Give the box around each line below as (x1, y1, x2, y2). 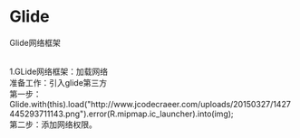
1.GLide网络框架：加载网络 (9, 66, 109, 77)
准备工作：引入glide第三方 (9, 77, 108, 87)
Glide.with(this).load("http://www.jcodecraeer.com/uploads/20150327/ (9, 98, 274, 109)
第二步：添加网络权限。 (9, 119, 97, 130)
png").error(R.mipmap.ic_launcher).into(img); (64, 108, 234, 119)
